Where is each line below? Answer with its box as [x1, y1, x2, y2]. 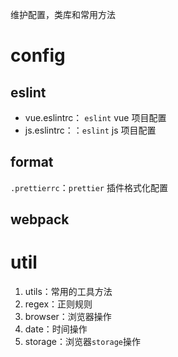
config [10, 44, 66, 67]
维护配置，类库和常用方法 [10, 9, 116, 20]
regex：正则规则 [24, 298, 93, 310]
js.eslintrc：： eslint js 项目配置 [24, 124, 157, 136]
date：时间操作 [24, 323, 88, 335]
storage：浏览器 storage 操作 [24, 336, 142, 348]
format [10, 154, 54, 171]
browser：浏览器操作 [24, 311, 112, 323]
